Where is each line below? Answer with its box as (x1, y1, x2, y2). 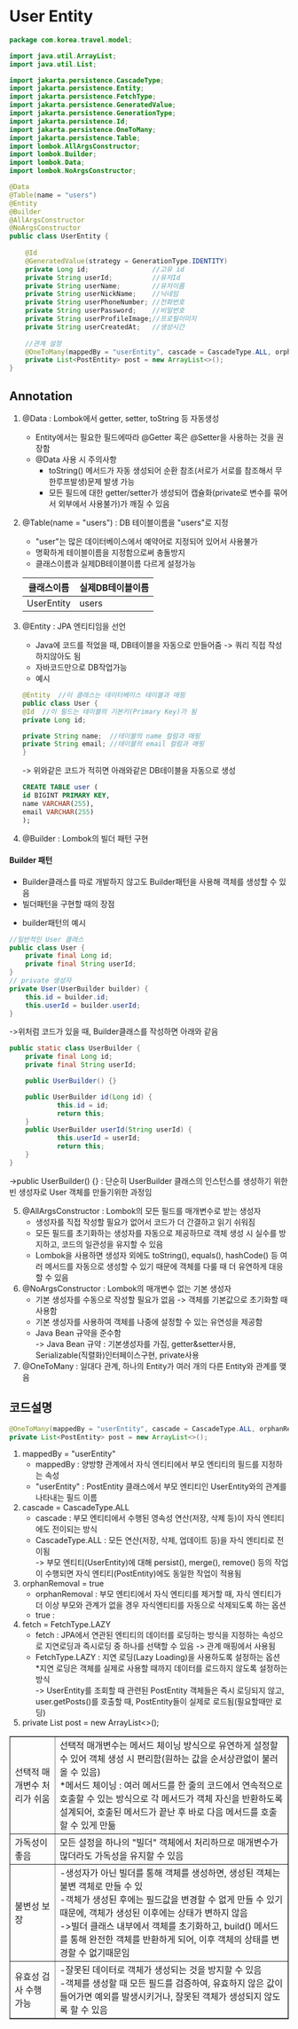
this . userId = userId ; (56, 1133, 141, 1143)
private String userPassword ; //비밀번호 (25, 306, 184, 316)
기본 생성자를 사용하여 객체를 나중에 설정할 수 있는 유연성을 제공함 (35, 1316, 263, 1327)
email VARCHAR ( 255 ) (21, 807, 95, 817)
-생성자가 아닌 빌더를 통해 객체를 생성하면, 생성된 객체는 (59, 1867, 281, 1879)
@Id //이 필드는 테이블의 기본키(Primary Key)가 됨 (21, 707, 197, 716)
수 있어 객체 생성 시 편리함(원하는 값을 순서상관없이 (59, 1753, 260, 1766)
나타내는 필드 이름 (35, 1492, 98, 1503)
